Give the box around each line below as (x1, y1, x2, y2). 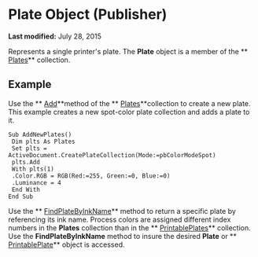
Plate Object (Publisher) (8, 6, 168, 24)
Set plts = (11, 144, 47, 152)
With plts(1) (11, 165, 55, 173)
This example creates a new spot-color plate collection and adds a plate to (8, 107, 250, 116)
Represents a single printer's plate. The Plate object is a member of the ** (8, 46, 249, 56)
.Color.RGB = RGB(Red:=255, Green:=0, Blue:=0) (11, 171, 171, 180)
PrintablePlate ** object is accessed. (8, 240, 125, 249)
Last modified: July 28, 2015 (8, 31, 102, 41)
